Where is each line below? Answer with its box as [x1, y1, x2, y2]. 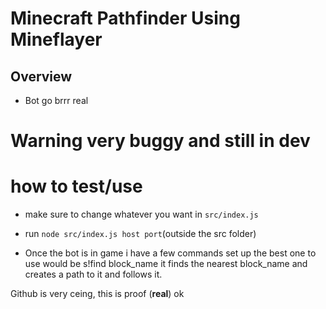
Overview [10, 68, 73, 85]
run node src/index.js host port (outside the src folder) [24, 228, 257, 240]
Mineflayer [10, 28, 103, 51]
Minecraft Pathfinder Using [10, 7, 241, 30]
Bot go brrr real [24, 95, 89, 106]
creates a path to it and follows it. [24, 268, 163, 281]
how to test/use [10, 175, 143, 198]
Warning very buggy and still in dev [10, 130, 311, 152]
